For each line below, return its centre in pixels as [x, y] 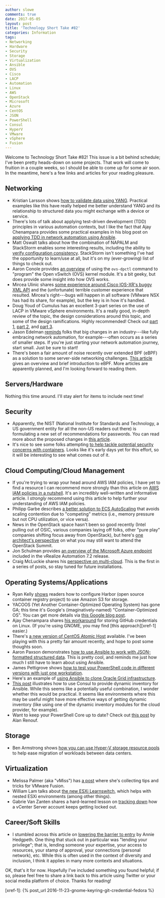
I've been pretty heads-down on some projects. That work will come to [77, 162]
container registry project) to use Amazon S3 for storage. [70, 600]
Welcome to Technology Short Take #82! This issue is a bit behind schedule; [83, 157]
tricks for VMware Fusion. [38, 786]
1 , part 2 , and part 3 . [33, 327]
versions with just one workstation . [48, 673]
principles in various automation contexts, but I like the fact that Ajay [82, 227]
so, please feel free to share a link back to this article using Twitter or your [80, 875]
